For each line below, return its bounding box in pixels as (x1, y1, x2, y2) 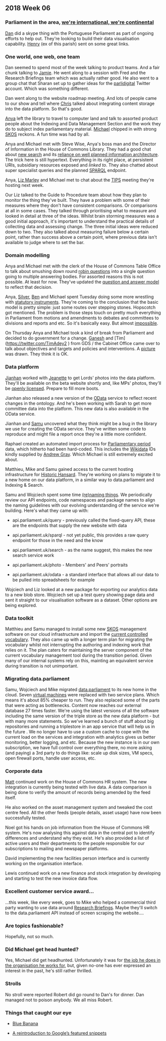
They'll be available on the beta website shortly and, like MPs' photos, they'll (5, 380, 162, 386)
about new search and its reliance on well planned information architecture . (5, 151, 160, 157)
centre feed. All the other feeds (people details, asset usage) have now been (5, 810, 162, 816)
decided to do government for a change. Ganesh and (5, 335, 113, 341)
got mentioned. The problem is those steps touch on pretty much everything (5, 310, 161, 316)
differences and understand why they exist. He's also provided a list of (5, 835, 150, 841)
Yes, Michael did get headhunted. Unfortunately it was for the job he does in (5, 957, 161, 963)
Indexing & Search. (5, 482, 44, 488)
